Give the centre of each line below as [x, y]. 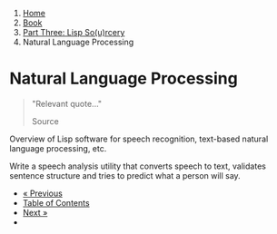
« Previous [43, 193]
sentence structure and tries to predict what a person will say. [125, 175]
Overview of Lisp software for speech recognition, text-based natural [139, 139]
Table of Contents [56, 202]
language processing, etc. [58, 148]
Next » [35, 212]
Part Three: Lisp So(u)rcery [74, 32]
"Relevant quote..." [67, 103]
